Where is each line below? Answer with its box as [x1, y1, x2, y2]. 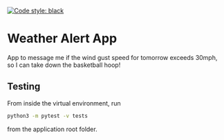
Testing [7, 81, 41, 92]
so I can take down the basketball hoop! [7, 61, 121, 69]
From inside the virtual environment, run [7, 99, 121, 107]
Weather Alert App [7, 31, 118, 46]
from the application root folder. [7, 125, 98, 133]
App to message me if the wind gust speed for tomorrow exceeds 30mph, [7, 53, 218, 61]
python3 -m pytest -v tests [7, 112, 88, 119]
